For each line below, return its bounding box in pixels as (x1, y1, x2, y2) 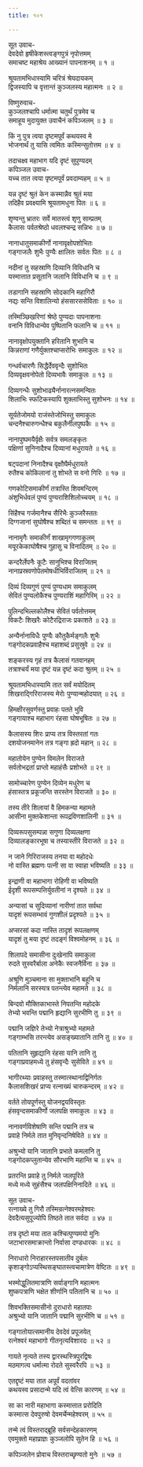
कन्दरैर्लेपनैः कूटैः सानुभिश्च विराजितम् (8, 557, 97, 566)
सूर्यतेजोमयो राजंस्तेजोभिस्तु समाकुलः (8, 410, 97, 419)
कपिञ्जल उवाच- (8, 164, 49, 174)
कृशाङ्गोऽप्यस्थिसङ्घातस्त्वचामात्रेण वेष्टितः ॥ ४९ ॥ (8, 1262, 135, 1271)
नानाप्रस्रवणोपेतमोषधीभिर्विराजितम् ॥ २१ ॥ (8, 566, 110, 576)
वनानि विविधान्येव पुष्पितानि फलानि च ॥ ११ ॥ (8, 320, 120, 330)
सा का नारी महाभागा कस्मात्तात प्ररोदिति (8, 1400, 102, 1410)
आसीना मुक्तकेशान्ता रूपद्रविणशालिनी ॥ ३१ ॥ (8, 811, 122, 821)
